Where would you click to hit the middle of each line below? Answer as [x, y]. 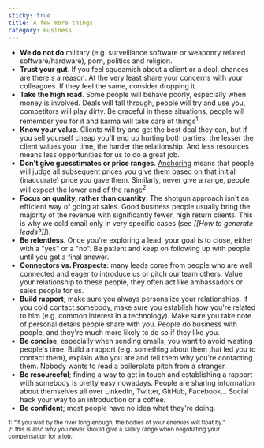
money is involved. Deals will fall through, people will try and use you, [132, 103]
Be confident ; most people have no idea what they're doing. [117, 408]
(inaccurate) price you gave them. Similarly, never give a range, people [134, 180]
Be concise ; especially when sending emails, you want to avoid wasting [136, 341]
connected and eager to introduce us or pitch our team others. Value [131, 273]
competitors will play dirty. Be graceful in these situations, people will [132, 111]
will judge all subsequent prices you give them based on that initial [128, 171]
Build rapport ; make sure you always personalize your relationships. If [134, 299]
